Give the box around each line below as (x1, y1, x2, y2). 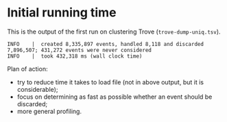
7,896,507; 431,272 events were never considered (7, 47, 152, 53)
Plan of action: (7, 64, 48, 73)
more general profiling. (16, 107, 82, 115)
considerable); (16, 85, 58, 93)
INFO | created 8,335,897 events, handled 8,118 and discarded (7, 40, 204, 47)
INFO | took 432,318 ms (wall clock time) (7, 53, 143, 60)
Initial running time (7, 5, 117, 21)
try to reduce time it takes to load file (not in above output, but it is (16, 77, 204, 86)
